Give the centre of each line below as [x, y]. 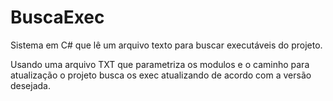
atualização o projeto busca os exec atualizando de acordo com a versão [161, 75]
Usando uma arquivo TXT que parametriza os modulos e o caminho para [160, 64]
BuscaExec [57, 17]
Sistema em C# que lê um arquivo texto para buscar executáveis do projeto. [166, 45]
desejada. [31, 85]
